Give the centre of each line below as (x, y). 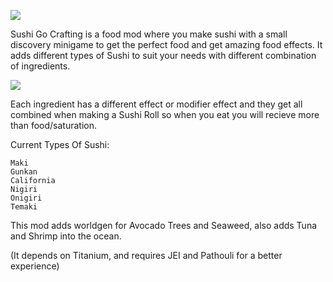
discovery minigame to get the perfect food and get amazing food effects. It (166, 44)
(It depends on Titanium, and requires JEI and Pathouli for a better (146, 255)
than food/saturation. (54, 125)
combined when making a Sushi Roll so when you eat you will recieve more (165, 114)
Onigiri (26, 198)
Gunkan (24, 172)
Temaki (24, 207)
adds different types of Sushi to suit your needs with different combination (163, 55)
